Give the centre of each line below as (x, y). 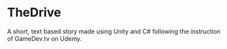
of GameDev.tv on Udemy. (45, 38)
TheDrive (34, 13)
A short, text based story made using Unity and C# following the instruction (114, 31)
